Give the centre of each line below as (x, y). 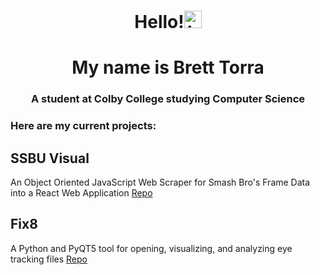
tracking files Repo (49, 259)
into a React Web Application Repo (81, 193)
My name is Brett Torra (168, 67)
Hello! (159, 22)
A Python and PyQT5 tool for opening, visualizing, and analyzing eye (151, 248)
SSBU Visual (50, 158)
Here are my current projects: (83, 126)
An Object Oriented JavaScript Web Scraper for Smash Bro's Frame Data (160, 182)
